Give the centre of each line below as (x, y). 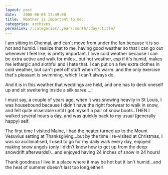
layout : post (19, 10)
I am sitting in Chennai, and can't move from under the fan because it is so (82, 43)
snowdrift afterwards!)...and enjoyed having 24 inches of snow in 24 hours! (83, 152)
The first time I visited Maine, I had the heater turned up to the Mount (76, 131)
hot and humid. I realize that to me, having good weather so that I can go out (84, 48)
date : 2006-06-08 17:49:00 (36, 15)
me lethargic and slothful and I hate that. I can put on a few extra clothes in (82, 64)
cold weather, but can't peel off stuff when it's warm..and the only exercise (83, 70)
